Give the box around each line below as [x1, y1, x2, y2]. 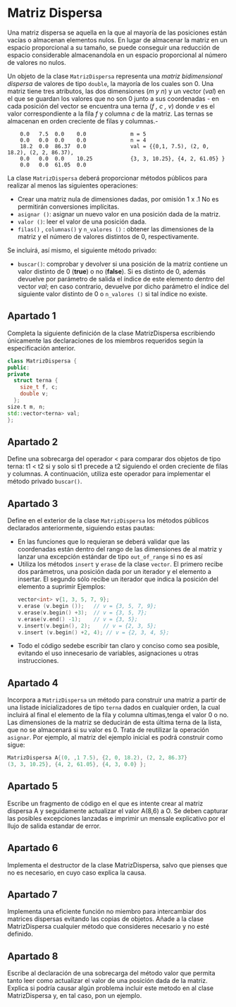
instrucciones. [17, 657, 59, 665]
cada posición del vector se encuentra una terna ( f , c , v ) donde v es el [7, 102, 215, 110]
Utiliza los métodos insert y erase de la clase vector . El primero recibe [17, 560, 223, 568]
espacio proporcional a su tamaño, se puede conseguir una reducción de [7, 43, 220, 51]
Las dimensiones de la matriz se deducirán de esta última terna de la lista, [7, 718, 222, 727]
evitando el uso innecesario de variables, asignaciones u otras [17, 649, 199, 657]
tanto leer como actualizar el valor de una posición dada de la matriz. [7, 977, 208, 985]
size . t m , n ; [7, 403, 46, 410]
